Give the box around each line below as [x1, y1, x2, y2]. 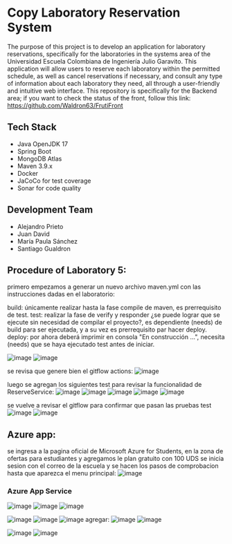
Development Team [7, 204, 93, 216]
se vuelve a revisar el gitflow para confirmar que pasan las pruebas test [7, 401, 212, 410]
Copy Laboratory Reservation [7, 5, 181, 21]
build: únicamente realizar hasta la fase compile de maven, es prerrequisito [7, 303, 222, 312]
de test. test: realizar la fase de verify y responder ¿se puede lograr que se [7, 311, 220, 319]
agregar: [85, 516, 110, 524]
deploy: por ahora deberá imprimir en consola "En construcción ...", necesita [7, 333, 225, 341]
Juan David [17, 230, 50, 238]
